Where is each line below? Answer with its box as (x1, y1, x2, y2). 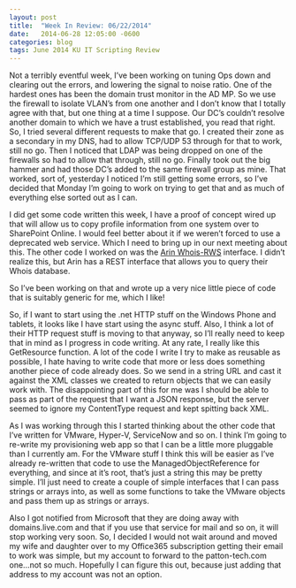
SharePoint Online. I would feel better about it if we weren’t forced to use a (9, 228, 281, 239)
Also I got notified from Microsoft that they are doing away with (9, 513, 239, 523)
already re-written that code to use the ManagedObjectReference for (9, 458, 261, 469)
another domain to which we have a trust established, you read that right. (9, 117, 276, 128)
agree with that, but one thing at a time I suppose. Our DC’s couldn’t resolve (9, 108, 285, 118)
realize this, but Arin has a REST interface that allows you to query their (9, 256, 269, 267)
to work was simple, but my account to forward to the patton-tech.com (9, 550, 268, 561)
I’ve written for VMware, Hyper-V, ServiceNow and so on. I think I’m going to (9, 430, 287, 440)
